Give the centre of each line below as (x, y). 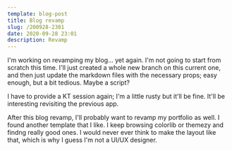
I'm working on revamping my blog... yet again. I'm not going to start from (114, 60)
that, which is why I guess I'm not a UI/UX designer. (82, 140)
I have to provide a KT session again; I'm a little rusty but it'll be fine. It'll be (116, 97)
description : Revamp (38, 40)
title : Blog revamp (36, 20)
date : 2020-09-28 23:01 (42, 34)
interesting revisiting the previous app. (63, 104)
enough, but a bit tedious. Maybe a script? (69, 83)
